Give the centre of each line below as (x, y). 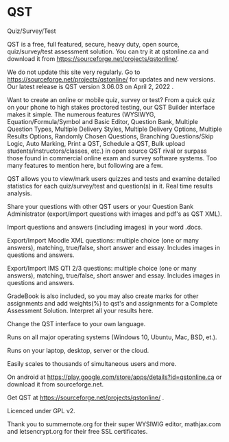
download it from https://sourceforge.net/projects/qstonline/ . (93, 58)
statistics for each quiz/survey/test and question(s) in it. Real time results (110, 186)
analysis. (20, 193)
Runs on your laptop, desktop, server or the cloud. (78, 350)
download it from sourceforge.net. (56, 384)
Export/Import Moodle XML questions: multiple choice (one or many (103, 240)
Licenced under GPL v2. (41, 410)
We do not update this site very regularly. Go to (74, 72)
